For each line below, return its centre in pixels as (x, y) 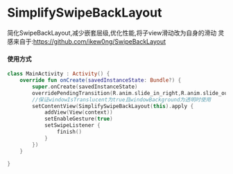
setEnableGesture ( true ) (78, 119)
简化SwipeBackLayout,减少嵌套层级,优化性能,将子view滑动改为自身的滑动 (112, 33)
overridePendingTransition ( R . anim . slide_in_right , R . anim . (118, 93)
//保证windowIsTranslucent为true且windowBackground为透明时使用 (122, 99)
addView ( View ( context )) (78, 112)
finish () (69, 132)
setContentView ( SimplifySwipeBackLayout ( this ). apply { (113, 106)
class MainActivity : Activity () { (59, 74)
